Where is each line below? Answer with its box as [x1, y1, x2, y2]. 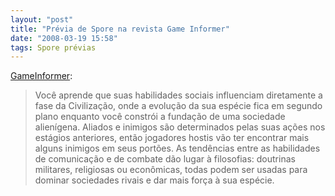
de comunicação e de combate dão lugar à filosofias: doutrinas [34, 153, 296, 165]
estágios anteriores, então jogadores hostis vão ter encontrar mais [34, 132, 310, 144]
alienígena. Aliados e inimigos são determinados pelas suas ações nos [34, 121, 326, 133]
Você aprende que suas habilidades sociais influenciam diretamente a [34, 89, 323, 101]
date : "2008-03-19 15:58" [10, 33, 118, 43]
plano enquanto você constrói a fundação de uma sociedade [34, 111, 286, 123]
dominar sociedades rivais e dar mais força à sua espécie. [34, 174, 275, 186]
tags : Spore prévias [10, 42, 97, 53]
